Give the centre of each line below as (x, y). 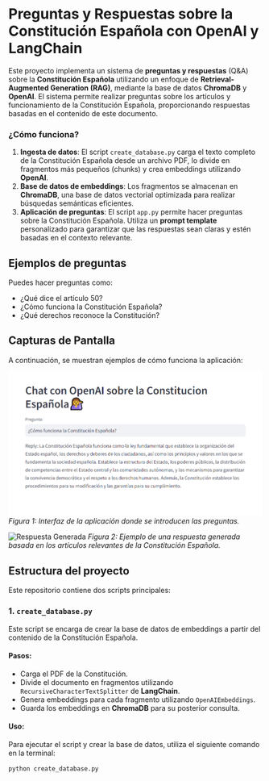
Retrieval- (217, 79)
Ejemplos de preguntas (68, 263)
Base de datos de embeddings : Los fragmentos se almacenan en (129, 186)
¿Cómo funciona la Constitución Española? (91, 307)
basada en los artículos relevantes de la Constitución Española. (115, 545)
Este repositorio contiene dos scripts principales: (89, 591)
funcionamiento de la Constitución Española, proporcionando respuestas (129, 105)
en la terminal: (32, 753)
